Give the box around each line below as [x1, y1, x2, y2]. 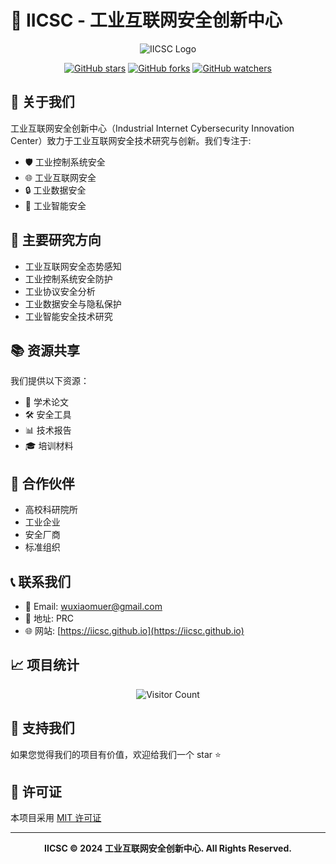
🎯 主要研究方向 [10, 232, 102, 249]
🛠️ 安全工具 [24, 409, 72, 421]
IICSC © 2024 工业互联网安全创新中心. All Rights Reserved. [44, 842, 292, 855]
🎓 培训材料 [24, 440, 74, 452]
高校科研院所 [24, 504, 78, 516]
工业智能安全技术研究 [24, 310, 113, 322]
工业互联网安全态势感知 [24, 260, 122, 272]
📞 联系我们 [10, 573, 72, 590]
